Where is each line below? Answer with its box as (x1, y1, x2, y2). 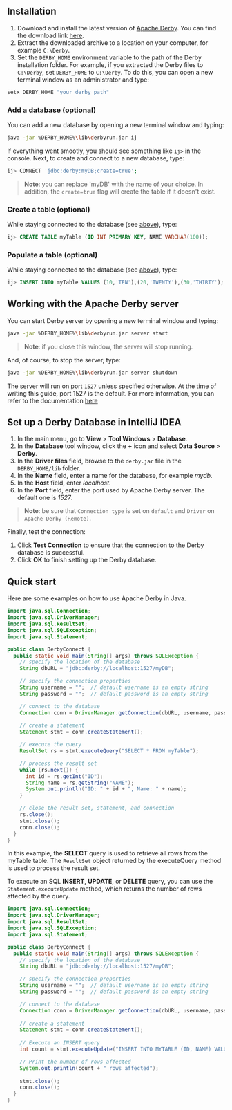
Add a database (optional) (7, 105, 97, 115)
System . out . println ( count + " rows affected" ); (19, 1064, 159, 1071)
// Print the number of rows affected (19, 1058, 131, 1065)
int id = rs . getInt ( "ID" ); (25, 773, 104, 780)
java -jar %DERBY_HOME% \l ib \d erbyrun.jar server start (7, 330, 168, 337)
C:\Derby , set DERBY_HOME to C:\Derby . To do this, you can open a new (17, 68, 213, 76)
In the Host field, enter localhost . (17, 479, 112, 487)
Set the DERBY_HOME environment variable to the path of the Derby (17, 53, 202, 62)
